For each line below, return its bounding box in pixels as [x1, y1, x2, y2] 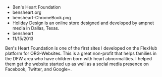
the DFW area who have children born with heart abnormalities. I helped [5, 56, 152, 61]
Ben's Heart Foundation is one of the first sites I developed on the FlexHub [5, 45, 158, 51]
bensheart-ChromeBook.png [12, 15, 71, 20]
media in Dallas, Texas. [12, 25, 59, 31]
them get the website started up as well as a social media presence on [5, 61, 149, 67]
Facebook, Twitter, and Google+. [5, 66, 72, 72]
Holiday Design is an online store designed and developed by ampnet [12, 20, 154, 26]
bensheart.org [12, 9, 42, 15]
